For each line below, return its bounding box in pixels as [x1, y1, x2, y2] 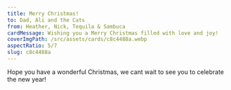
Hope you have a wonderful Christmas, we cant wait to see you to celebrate [7, 67, 224, 76]
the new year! [7, 75, 46, 83]
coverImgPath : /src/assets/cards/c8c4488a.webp [7, 36, 148, 43]
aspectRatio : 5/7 [7, 42, 58, 49]
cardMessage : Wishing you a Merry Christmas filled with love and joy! [7, 29, 219, 37]
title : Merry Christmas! [7, 10, 79, 17]
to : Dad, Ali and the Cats [7, 17, 85, 24]
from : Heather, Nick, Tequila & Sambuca [7, 23, 126, 30]
